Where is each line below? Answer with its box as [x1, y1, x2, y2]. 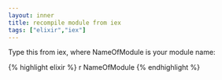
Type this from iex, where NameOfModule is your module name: [8, 48, 216, 57]
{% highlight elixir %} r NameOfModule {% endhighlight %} [8, 63, 201, 72]
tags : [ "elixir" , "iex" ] [8, 26, 87, 34]
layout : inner [8, 11, 55, 20]
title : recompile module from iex [8, 19, 122, 27]
